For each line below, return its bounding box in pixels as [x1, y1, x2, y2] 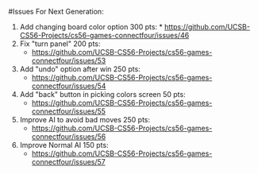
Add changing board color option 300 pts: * [19, 22, 163, 31]
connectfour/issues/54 [31, 81, 106, 91]
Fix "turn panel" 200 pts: [19, 39, 101, 48]
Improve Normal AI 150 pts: [19, 141, 109, 149]
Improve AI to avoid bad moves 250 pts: [19, 115, 151, 124]
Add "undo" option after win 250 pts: [19, 64, 141, 74]
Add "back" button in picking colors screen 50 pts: [19, 90, 186, 99]
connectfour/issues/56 [31, 132, 106, 141]
